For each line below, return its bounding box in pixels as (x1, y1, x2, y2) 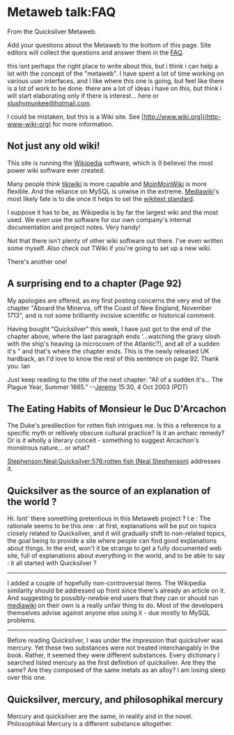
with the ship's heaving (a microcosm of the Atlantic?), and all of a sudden (7, 340, 220, 348)
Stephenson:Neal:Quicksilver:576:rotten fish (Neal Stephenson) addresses (7, 457, 221, 465)
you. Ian (7, 361, 31, 370)
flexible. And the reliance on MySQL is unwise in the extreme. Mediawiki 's (7, 187, 219, 196)
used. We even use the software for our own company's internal (7, 215, 192, 224)
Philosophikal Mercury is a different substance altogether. (7, 720, 173, 727)
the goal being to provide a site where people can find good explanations (7, 537, 217, 545)
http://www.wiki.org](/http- (143, 112, 221, 121)
